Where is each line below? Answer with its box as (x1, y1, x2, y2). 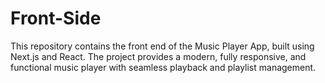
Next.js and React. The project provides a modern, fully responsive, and (10, 50, 307, 62)
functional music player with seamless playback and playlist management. (10, 61, 317, 73)
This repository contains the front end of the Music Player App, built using (10, 40, 315, 52)
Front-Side (10, 7, 102, 30)
